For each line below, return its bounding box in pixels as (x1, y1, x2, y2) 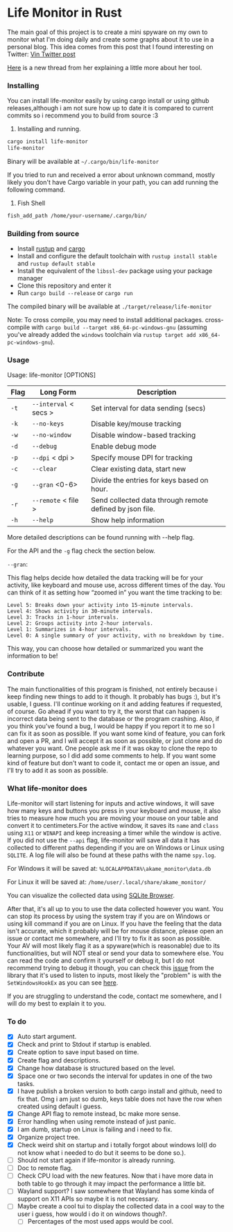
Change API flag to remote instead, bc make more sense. (17, 1109, 181, 1117)
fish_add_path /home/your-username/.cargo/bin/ (7, 212, 148, 219)
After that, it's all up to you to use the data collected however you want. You (7, 905, 224, 913)
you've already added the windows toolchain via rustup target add (7, 331, 196, 339)
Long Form (40, 388, 76, 397)
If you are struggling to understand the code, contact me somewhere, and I (7, 992, 222, 1001)
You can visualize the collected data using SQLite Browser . (7, 891, 175, 900)
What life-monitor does (7, 783, 88, 793)
